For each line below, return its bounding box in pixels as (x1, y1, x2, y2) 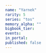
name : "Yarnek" (5, 7, 37, 13)
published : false (5, 40, 41, 45)
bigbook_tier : (5, 26, 35, 31)
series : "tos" (5, 17, 35, 22)
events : (5, 31, 21, 36)
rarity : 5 (5, 12, 26, 17)
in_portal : (5, 36, 28, 41)
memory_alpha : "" (5, 21, 41, 27)
